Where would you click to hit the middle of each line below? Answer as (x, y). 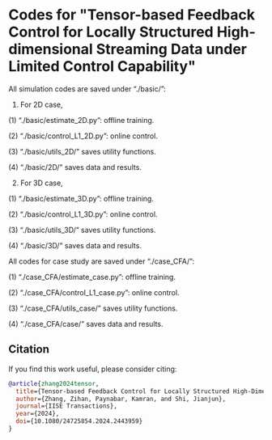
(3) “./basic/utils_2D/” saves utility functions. (82, 151)
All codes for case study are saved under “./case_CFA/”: (102, 261)
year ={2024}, (38, 414)
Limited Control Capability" (102, 67)
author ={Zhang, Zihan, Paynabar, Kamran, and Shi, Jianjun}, (121, 399)
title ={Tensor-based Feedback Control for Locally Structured (123, 391)
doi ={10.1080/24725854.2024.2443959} (79, 421)
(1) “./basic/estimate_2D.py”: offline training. (81, 120)
